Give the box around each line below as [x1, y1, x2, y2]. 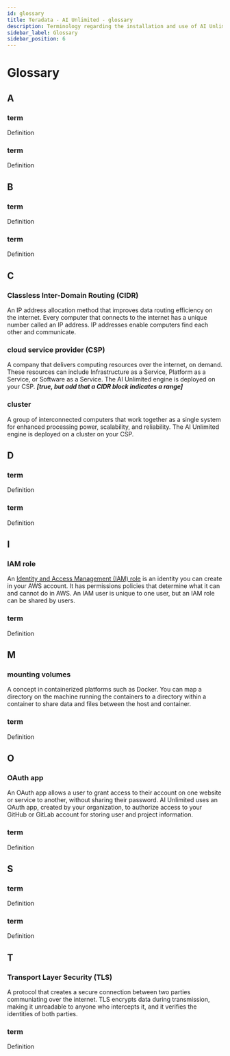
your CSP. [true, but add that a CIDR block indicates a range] [7, 382, 183, 391]
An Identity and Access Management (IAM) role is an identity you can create [7, 574, 222, 583]
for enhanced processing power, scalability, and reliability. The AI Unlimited [7, 423, 220, 431]
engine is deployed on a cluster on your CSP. [7, 430, 134, 438]
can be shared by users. [7, 596, 75, 605]
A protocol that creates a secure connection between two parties [7, 988, 191, 996]
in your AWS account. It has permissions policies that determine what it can [7, 582, 220, 590]
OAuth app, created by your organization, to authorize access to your [7, 803, 203, 812]
